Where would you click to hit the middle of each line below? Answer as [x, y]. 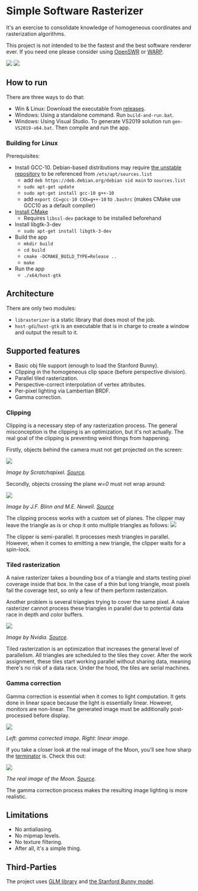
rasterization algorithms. [36, 33]
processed [19, 715]
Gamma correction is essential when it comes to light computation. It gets [96, 696]
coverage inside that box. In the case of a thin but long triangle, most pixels [98, 584]
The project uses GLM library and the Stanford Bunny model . [80, 881]
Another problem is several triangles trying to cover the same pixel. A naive [98, 602]
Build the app [31, 237]
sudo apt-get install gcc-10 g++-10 [69, 194]
